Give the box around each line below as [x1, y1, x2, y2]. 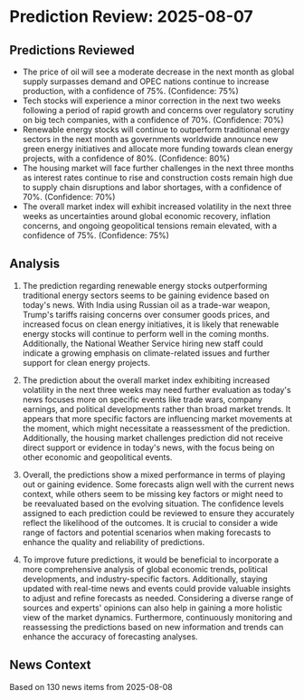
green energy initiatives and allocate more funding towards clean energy [22, 143, 294, 154]
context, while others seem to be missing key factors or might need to [22, 488, 283, 499]
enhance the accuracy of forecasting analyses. [22, 631, 198, 642]
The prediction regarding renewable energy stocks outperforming [22, 280, 268, 291]
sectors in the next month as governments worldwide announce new [22, 134, 279, 144]
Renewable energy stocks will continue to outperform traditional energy [22, 124, 290, 135]
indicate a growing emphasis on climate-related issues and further [22, 347, 271, 359]
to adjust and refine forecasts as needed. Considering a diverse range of [22, 592, 294, 603]
